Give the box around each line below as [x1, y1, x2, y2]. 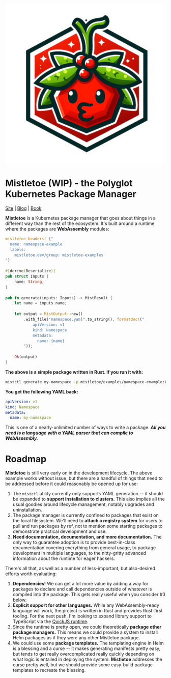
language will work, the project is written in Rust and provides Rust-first [12, 608, 163, 614]
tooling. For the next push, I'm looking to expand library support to [12, 613, 152, 619]
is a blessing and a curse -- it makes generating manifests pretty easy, [12, 645, 161, 652]
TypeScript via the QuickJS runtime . [12, 618, 89, 625]
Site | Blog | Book [5, 205, 42, 211]
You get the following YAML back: [5, 388, 78, 394]
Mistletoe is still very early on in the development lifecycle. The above [5, 470, 153, 476]
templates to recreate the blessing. [12, 667, 86, 673]
